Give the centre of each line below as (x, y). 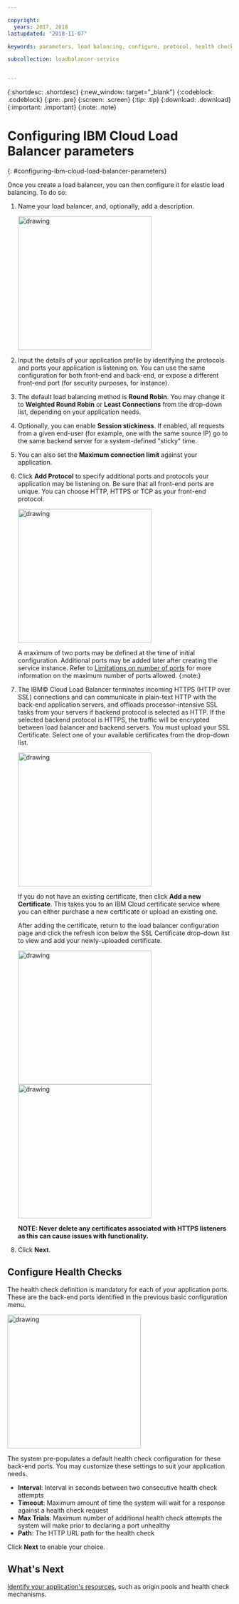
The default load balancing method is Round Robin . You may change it (121, 397)
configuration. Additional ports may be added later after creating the (118, 660)
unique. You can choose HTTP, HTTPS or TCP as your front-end (112, 491)
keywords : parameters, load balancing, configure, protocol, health (111, 46)
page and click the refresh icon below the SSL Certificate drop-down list (123, 933)
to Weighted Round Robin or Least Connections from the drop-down (120, 405)
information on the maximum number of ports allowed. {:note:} (109, 676)
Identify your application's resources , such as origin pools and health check (118, 1586)
